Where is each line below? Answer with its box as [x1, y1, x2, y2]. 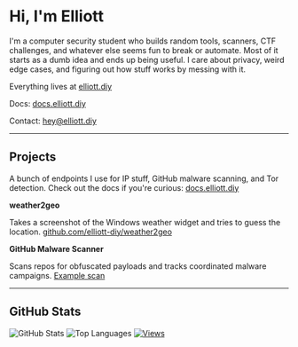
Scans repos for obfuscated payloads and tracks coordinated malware [9, 260, 267, 272]
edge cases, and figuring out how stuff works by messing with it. [9, 64, 247, 75]
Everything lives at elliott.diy [9, 81, 113, 91]
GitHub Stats [9, 304, 82, 319]
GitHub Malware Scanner [9, 243, 104, 254]
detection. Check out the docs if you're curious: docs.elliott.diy [9, 182, 239, 193]
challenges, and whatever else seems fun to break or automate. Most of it [9, 44, 278, 55]
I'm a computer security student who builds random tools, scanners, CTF [9, 35, 277, 46]
